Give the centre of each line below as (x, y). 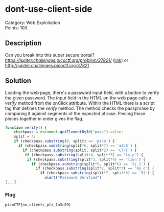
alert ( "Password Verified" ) (73, 178)
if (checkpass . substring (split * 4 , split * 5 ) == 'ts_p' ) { (84, 155)
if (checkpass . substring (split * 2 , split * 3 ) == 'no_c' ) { (95, 168)
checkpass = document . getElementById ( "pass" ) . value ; (69, 132)
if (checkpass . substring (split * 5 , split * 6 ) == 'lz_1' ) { (91, 164)
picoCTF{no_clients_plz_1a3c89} (38, 205)
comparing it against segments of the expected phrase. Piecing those (75, 113)
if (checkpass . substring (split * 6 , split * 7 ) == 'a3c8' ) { (77, 146)
